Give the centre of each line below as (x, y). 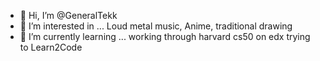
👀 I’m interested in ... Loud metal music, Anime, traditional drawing (156, 26)
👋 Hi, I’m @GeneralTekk (68, 15)
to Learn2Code (51, 47)
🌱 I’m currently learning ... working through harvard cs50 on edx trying (165, 36)
